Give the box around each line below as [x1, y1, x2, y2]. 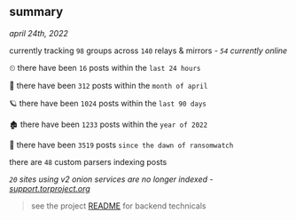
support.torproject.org [9, 183, 90, 193]
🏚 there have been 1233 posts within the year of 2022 [9, 119, 208, 130]
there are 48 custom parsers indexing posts [9, 156, 167, 167]
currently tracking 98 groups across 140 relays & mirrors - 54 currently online [9, 45, 288, 56]
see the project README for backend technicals [30, 200, 206, 211]
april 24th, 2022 [9, 27, 68, 38]
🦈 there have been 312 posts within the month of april [9, 80, 208, 90]
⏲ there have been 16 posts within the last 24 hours [9, 62, 201, 73]
